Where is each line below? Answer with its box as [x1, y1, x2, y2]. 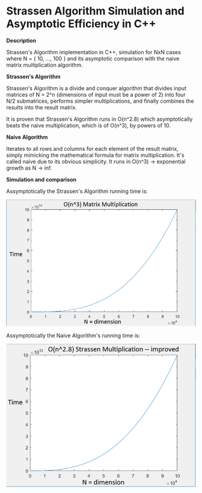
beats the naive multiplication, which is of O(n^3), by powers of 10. [6, 121, 171, 129]
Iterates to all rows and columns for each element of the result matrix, [6, 145, 179, 152]
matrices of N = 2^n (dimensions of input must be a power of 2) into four [6, 91, 186, 98]
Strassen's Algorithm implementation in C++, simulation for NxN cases [6, 48, 182, 55]
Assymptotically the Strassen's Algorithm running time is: [6, 188, 148, 195]
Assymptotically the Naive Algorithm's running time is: [6, 332, 140, 339]
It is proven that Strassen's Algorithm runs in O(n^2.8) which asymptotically [6, 115, 193, 123]
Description [6, 37, 37, 44]
